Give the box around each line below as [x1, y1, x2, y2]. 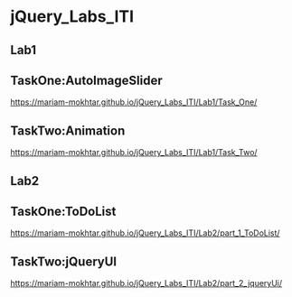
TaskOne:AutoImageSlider [10, 72, 163, 88]
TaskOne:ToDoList [10, 203, 117, 218]
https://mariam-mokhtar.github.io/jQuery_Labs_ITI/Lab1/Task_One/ [10, 97, 258, 107]
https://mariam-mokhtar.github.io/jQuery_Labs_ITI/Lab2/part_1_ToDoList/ [10, 227, 280, 238]
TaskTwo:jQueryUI [10, 254, 117, 269]
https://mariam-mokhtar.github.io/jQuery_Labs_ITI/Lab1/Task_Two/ [10, 147, 258, 158]
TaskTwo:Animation [10, 123, 126, 138]
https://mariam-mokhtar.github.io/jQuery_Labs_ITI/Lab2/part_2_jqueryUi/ [10, 278, 283, 289]
